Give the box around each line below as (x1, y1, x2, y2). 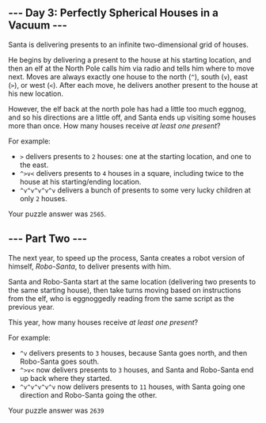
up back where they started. (19, 373, 112, 383)
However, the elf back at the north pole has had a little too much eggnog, (8, 104, 247, 113)
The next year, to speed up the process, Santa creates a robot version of (8, 253, 245, 262)
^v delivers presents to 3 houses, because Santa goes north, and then (19, 348, 248, 357)
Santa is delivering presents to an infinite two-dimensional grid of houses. (8, 40, 249, 49)
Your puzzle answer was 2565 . (8, 209, 107, 219)
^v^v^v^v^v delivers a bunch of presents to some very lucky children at (19, 185, 251, 195)
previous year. (8, 302, 55, 311)
